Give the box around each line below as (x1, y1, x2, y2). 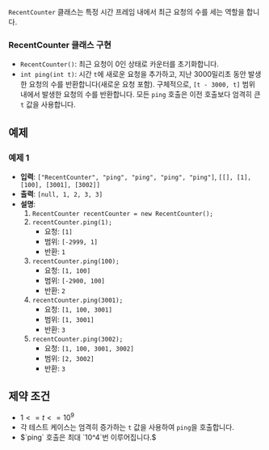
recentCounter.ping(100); (32, 257, 120, 265)
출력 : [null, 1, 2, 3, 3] (19, 189, 103, 198)
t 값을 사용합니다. (19, 100, 77, 109)
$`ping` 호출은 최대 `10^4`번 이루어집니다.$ (19, 432, 157, 443)
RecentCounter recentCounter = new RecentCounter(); (32, 210, 214, 218)
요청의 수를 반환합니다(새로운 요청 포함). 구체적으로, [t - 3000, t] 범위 (28, 79, 256, 89)
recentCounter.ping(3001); (32, 296, 124, 304)
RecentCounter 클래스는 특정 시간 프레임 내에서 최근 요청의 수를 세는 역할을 (8, 7, 245, 16)
